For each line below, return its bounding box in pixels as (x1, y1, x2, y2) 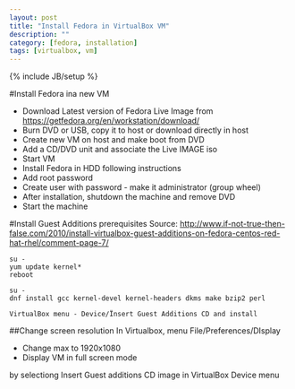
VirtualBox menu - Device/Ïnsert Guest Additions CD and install (9, 310, 257, 319)
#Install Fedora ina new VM (9, 89, 110, 99)
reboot (9, 271, 34, 280)
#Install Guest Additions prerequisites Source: (9, 219, 179, 229)
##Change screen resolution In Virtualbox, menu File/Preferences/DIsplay (9, 325, 282, 336)
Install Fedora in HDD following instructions (21, 163, 181, 174)
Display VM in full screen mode (21, 352, 138, 363)
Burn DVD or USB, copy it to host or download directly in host (21, 125, 249, 135)
